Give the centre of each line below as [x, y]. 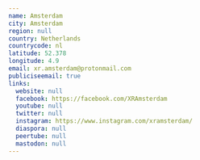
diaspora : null [41, 128]
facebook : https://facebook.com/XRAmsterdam [92, 99]
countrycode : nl [35, 46]
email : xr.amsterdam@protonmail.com [70, 69]
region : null [30, 31]
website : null [39, 91]
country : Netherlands [45, 38]
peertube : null [41, 136]
